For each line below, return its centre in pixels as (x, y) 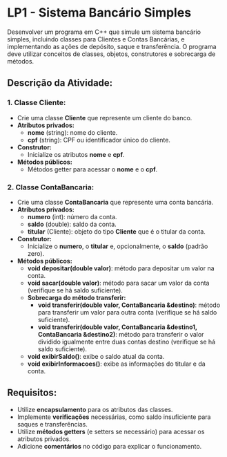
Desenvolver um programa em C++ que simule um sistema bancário (104, 32)
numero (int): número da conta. (72, 216)
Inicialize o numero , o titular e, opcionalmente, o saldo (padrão (118, 246)
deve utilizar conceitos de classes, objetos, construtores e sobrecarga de (111, 54)
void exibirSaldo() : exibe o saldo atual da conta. (96, 356)
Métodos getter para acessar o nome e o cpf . (92, 169)
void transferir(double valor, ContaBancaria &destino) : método (129, 305)
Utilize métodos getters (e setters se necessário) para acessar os (111, 431)
